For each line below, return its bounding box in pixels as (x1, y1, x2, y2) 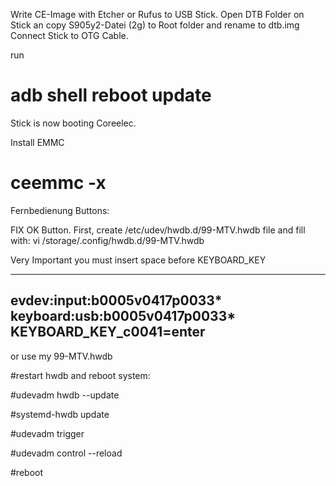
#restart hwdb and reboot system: (10, 369, 151, 381)
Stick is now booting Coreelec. (10, 117, 137, 129)
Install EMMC (10, 136, 65, 148)
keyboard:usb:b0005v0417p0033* (10, 308, 237, 325)
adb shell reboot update (10, 84, 212, 107)
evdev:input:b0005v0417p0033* (10, 292, 223, 309)
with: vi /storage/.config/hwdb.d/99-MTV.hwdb (10, 234, 205, 246)
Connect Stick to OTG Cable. (10, 30, 129, 41)
